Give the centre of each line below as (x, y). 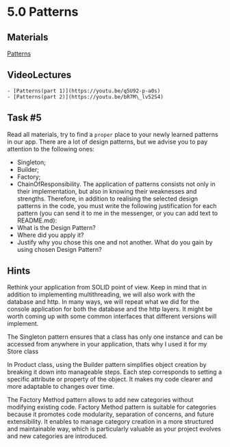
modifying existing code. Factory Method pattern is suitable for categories (112, 407)
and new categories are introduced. (57, 436)
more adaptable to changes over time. (61, 387)
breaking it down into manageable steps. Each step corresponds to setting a (115, 372)
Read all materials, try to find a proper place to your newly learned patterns (113, 134)
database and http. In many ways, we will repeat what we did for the (103, 302)
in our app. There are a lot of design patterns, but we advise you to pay (107, 142)
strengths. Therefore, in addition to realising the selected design (107, 199)
